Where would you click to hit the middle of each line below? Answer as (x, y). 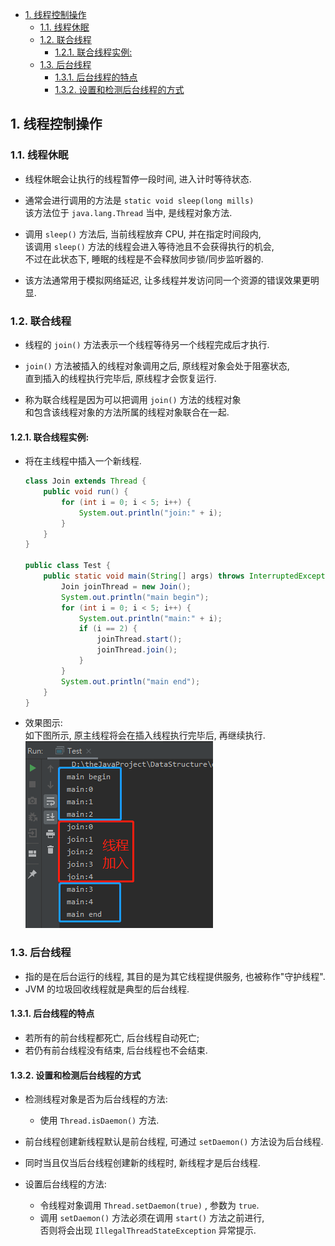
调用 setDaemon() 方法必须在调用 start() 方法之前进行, (152, 1218)
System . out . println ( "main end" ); (131, 681)
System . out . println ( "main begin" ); (135, 597)
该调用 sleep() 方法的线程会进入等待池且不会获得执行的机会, (149, 246)
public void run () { (86, 492)
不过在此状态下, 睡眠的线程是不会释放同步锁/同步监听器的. (144, 259)
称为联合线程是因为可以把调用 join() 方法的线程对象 (133, 399)
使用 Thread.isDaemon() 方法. (99, 1120)
